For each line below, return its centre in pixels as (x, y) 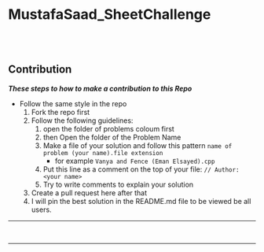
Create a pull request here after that (89, 193)
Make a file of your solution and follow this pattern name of (137, 145)
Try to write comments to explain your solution (118, 184)
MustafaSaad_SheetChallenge (110, 15)
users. (42, 209)
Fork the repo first (60, 112)
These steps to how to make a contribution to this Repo (100, 88)
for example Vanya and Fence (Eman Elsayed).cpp (135, 161)
